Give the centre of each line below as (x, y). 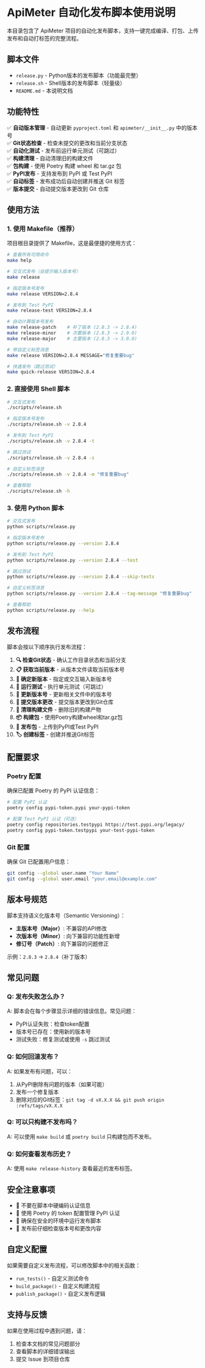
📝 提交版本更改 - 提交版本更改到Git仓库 (65, 702)
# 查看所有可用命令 (28, 255)
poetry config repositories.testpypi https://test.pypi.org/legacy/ (96, 825)
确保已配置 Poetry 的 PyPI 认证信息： (53, 791)
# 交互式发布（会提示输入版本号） (44, 271)
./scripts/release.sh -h (38, 491)
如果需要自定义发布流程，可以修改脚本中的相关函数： (74, 1265)
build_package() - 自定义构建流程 (58, 1286)
